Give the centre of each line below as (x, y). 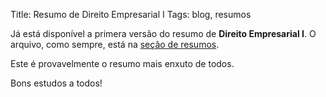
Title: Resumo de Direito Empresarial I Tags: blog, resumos (131, 14)
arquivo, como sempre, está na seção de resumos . (115, 44)
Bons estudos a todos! (56, 83)
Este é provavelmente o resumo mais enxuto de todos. (122, 63)
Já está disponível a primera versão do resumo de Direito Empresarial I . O (163, 33)
